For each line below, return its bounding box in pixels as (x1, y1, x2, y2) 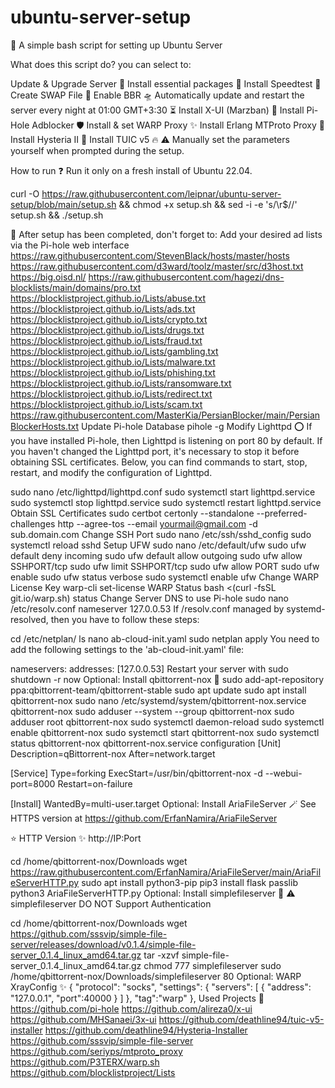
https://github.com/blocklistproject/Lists (10, 1066, 176, 1078)
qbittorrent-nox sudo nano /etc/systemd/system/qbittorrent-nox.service (10, 694, 307, 706)
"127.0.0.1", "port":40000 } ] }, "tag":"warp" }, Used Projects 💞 (10, 992, 265, 1004)
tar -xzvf (143, 949, 180, 961)
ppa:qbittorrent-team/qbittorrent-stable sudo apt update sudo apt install (10, 684, 307, 696)
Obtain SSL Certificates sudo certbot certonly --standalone (10, 507, 255, 519)
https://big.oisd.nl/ (10, 271, 87, 283)
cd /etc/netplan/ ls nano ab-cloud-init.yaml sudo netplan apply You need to (10, 632, 320, 645)
